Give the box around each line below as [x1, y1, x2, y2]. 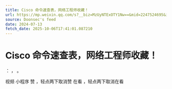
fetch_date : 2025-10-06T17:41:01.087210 [5, 26, 93, 32]
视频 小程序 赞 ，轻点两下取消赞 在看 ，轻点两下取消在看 [5, 78, 124, 84]
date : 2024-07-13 [5, 21, 42, 27]
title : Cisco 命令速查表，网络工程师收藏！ [5, 7, 89, 13]
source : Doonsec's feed [5, 17, 56, 22]
